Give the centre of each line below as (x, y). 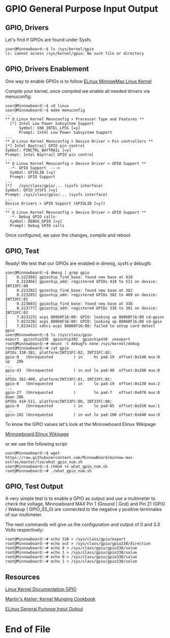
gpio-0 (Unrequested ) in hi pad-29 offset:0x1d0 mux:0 (82, 357)
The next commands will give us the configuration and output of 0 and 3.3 (83, 525)
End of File (28, 629)
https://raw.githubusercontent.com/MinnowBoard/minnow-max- (70, 457)
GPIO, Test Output (34, 486)
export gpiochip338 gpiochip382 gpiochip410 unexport (68, 339)
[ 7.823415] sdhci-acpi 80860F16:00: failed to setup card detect (80, 326)
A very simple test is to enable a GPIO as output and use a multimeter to (80, 498)
